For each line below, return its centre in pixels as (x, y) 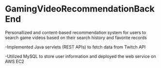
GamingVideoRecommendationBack (80, 9)
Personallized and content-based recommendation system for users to (76, 32)
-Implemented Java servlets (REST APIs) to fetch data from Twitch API (75, 47)
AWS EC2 (15, 61)
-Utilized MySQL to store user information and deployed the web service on (80, 56)
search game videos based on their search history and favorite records (76, 38)
